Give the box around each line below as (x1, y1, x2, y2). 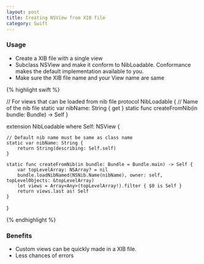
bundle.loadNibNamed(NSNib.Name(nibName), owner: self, (17, 172, 164, 178)
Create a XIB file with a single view (15, 55, 103, 62)
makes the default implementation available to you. (15, 67, 144, 75)
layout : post (6, 9, 40, 15)
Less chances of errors (15, 252, 74, 259)
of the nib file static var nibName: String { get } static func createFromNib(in (6, 104, 198, 111)
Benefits (6, 231, 32, 239)
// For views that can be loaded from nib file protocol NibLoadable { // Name (6, 97, 198, 105)
